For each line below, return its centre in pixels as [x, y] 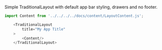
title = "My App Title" [44, 29]
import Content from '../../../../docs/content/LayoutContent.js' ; [74, 16]
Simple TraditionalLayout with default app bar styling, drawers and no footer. [81, 7]
